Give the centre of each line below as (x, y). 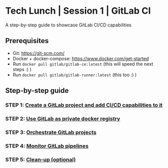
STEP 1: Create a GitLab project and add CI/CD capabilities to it (84, 105)
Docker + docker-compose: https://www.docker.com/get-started (81, 58)
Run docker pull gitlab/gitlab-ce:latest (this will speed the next (83, 64)
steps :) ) (22, 69)
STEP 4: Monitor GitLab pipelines (47, 146)
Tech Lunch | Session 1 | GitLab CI (78, 11)
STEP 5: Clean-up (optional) (41, 159)
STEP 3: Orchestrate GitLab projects (51, 132)
